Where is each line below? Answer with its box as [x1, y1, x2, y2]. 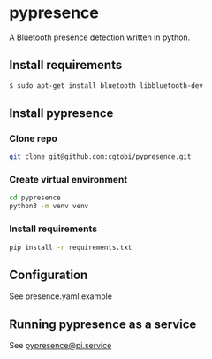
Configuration [9, 267, 88, 282]
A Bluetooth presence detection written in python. [9, 32, 191, 43]
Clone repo [9, 132, 57, 144]
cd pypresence [9, 193, 62, 202]
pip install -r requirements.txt [9, 243, 132, 252]
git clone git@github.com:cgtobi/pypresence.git [9, 152, 192, 161]
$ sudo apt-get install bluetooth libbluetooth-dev [9, 81, 203, 90]
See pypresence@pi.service [9, 340, 112, 351]
